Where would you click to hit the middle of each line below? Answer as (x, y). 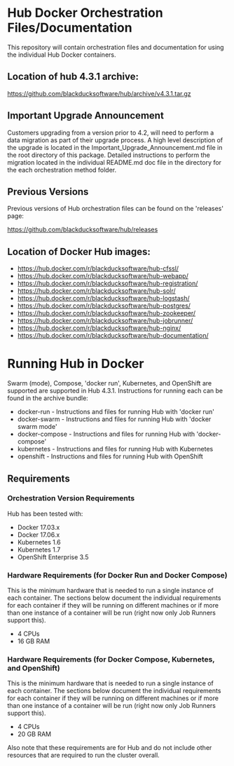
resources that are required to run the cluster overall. (83, 755)
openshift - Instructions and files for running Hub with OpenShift (110, 456)
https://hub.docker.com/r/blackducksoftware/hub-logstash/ (104, 299)
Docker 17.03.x (39, 527)
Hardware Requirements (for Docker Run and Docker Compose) (117, 575)
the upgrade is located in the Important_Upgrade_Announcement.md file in (115, 147)
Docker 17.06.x (39, 535)
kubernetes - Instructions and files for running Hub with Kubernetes (115, 449)
